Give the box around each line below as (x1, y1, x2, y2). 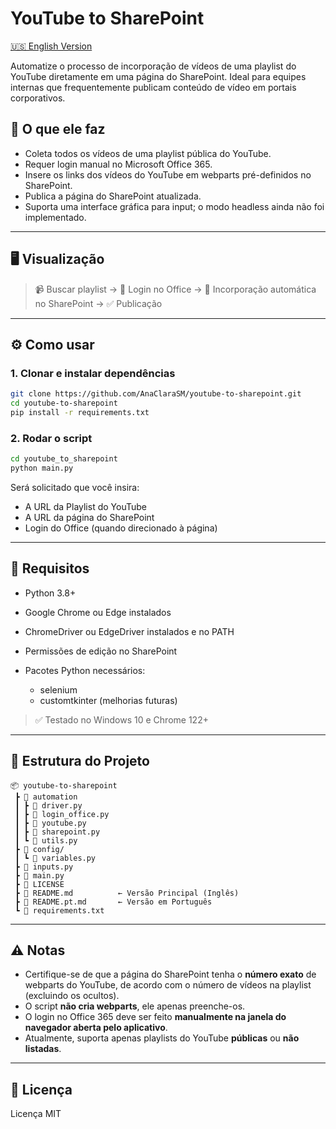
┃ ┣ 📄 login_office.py (14, 809, 110, 819)
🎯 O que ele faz (10, 121, 106, 138)
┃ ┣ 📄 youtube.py (14, 818, 87, 828)
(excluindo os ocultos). (24, 990, 120, 1002)
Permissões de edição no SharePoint (24, 645, 178, 657)
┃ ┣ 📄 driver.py (14, 800, 83, 811)
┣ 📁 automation (14, 792, 78, 802)
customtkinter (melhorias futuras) (39, 694, 178, 706)
